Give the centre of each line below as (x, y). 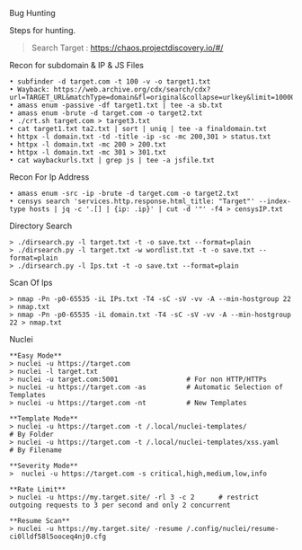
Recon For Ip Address (49, 177)
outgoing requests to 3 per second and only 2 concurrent (120, 505)
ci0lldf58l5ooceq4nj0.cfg (58, 537)
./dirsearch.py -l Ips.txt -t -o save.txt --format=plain (129, 266)
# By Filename (36, 450)
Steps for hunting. (43, 30)
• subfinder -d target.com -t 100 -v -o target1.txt (110, 82)
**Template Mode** (44, 419)
